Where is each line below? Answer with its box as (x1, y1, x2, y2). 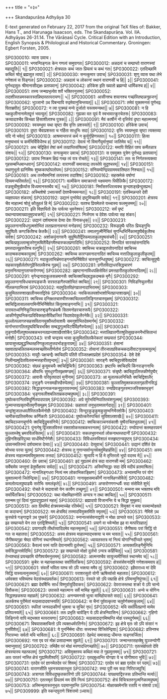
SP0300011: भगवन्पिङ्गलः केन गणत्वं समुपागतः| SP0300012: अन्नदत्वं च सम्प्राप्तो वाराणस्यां (5, 60, 155, 66)
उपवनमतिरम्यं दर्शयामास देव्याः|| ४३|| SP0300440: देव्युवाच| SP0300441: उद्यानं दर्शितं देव (5, 441, 156, 447)
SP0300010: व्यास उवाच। (5, 55, 52, 60)
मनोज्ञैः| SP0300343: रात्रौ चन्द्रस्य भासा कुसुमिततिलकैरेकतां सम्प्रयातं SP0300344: (5, 335, 144, 341)
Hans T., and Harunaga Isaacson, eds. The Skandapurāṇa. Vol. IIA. (5, 29, 142, 35)
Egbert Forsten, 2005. (5, 45, 50, 51)
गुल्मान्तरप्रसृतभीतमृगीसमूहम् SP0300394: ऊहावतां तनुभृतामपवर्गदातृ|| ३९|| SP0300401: (5, 402, 153, 408)
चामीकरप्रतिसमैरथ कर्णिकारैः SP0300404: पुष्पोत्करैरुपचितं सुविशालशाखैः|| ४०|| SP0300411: (5, 414, 159, 419)
